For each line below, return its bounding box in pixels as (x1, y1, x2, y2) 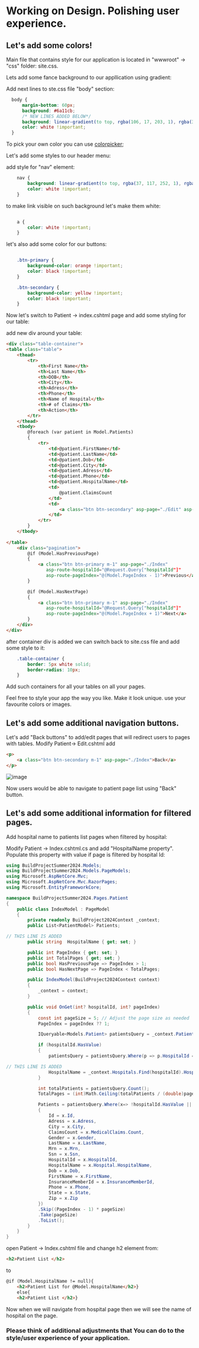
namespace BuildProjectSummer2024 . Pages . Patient (6, 895, 129, 901)
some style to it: (6, 644, 46, 651)
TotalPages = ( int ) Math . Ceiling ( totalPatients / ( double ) (37, 1091, 184, 1097)
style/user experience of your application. (6, 1334, 130, 1342)
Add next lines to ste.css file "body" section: (6, 85, 115, 92)
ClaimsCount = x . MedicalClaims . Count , (48, 1129, 145, 1135)
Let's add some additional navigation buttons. (6, 718, 179, 728)
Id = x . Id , (48, 1113, 76, 1119)
